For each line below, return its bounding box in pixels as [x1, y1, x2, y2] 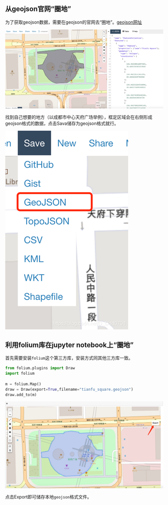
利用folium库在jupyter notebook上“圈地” [5, 341, 134, 349]
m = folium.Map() [5, 381, 42, 386]
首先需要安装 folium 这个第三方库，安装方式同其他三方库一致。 [5, 355, 133, 361]
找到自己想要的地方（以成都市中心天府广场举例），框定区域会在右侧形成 [5, 114, 152, 120]
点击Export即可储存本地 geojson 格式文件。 [5, 494, 92, 500]
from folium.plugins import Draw [5, 366, 75, 371]
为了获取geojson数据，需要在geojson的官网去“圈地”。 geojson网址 [5, 19, 142, 25]
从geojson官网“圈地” [5, 5, 71, 14]
